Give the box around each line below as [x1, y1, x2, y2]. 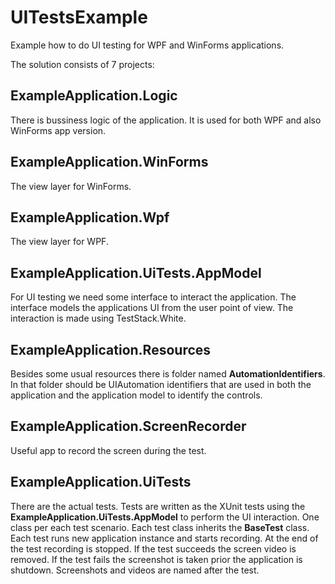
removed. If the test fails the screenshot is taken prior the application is [10, 553, 303, 565]
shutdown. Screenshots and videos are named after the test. [10, 564, 260, 576]
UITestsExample [10, 6, 148, 29]
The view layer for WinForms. [10, 180, 132, 192]
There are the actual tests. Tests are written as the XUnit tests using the [10, 500, 306, 512]
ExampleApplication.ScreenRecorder [10, 418, 247, 435]
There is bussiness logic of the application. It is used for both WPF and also [10, 114, 322, 126]
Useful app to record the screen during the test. [10, 444, 207, 456]
